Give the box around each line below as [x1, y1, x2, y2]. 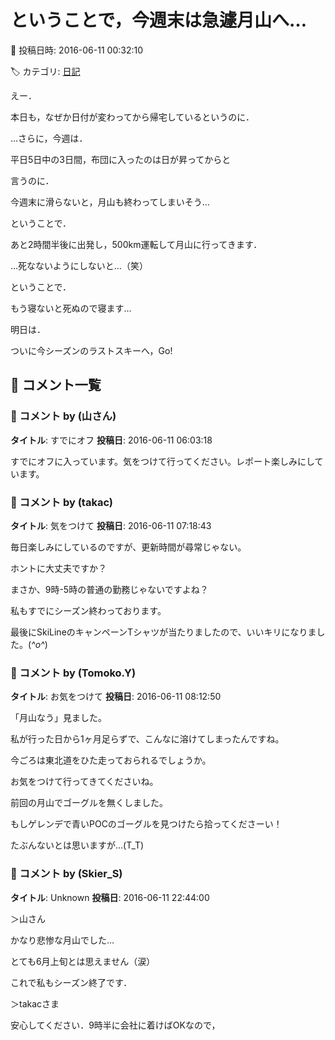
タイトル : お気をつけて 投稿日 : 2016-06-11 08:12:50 [10, 691, 222, 703]
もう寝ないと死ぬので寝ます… [10, 302, 132, 314]
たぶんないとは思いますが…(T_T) [10, 839, 145, 851]
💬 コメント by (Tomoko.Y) [10, 666, 137, 680]
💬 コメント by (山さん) [10, 409, 117, 423]
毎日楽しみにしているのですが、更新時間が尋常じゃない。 [10, 541, 247, 553]
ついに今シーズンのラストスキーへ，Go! [10, 344, 173, 356]
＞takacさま [10, 997, 60, 1010]
